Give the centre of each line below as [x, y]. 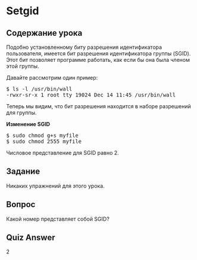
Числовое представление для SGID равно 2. [62, 153]
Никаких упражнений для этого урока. [56, 186]
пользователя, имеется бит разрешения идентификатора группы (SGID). [98, 54]
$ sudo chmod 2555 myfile [44, 141]
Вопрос [21, 204]
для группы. [21, 112]
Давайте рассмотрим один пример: [52, 78]
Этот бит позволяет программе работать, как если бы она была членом [98, 60]
